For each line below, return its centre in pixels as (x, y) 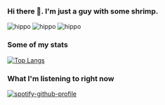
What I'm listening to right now (61, 78)
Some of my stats (38, 45)
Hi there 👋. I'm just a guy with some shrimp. (83, 11)
